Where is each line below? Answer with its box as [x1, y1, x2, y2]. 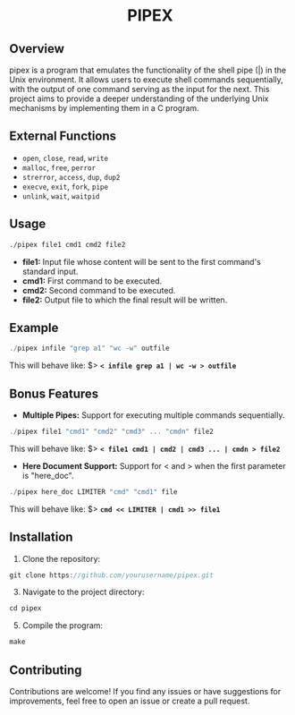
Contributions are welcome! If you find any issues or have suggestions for [9, 686, 282, 696]
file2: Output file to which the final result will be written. [21, 294, 228, 305]
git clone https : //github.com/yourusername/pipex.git [9, 570, 215, 580]
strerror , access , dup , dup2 [21, 171, 121, 182]
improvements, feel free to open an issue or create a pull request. [9, 695, 250, 706]
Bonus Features [9, 386, 99, 401]
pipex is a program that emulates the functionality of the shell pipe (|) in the [9, 64, 287, 75]
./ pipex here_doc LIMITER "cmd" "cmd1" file [9, 487, 178, 497]
